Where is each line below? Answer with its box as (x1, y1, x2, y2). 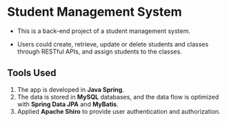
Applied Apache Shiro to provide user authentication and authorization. (17, 107, 221, 115)
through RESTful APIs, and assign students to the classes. (17, 47, 182, 56)
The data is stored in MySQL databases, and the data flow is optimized (17, 93, 219, 101)
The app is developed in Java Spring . (17, 85, 124, 93)
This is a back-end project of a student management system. (17, 27, 191, 35)
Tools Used (7, 67, 57, 79)
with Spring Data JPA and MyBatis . (17, 100, 119, 108)
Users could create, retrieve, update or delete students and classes (17, 40, 209, 48)
